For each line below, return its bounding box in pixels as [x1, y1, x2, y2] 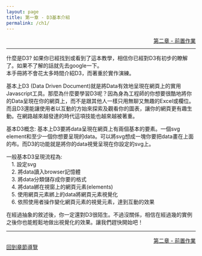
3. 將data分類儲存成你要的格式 [11, 176, 87, 183]
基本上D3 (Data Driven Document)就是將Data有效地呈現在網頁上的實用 [6, 83, 182, 90]
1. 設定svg [11, 161, 37, 168]
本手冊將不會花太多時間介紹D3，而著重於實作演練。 [6, 70, 135, 77]
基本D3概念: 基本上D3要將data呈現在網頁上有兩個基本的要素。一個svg [6, 125, 180, 133]
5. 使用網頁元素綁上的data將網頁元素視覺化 [11, 191, 118, 198]
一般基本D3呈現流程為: [6, 153, 63, 160]
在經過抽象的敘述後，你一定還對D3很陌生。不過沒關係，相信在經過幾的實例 [6, 211, 192, 219]
